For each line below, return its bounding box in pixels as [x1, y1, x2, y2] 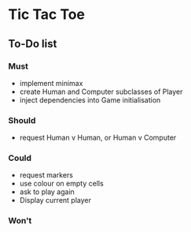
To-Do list [8, 37, 57, 51]
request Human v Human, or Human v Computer [19, 133, 177, 143]
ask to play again [19, 187, 75, 196]
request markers [19, 170, 73, 180]
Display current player [19, 196, 92, 205]
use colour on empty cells [19, 179, 104, 189]
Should [8, 114, 36, 125]
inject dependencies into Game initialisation [19, 95, 161, 104]
